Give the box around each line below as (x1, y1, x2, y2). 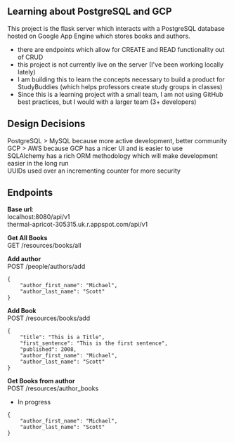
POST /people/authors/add (7, 263, 86, 271)
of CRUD (17, 53, 44, 61)
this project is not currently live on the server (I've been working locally (17, 60, 223, 69)
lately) (17, 67, 37, 76)
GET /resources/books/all (7, 242, 82, 250)
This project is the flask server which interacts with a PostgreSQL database (7, 24, 225, 32)
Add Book (7, 307, 37, 315)
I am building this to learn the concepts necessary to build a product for (17, 75, 225, 84)
